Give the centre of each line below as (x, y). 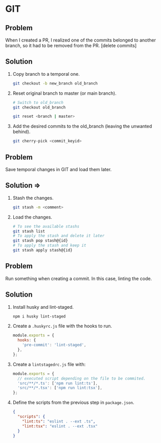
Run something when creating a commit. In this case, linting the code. (79, 278)
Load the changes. (32, 217)
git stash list (29, 231)
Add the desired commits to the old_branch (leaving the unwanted (82, 126)
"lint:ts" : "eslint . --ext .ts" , (59, 421)
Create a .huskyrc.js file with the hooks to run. (62, 326)
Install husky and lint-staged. (43, 307)
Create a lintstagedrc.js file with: (49, 364)
